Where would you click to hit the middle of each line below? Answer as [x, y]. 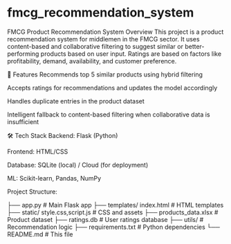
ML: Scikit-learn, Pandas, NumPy [54, 178]
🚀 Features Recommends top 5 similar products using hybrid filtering [105, 74]
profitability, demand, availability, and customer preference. [92, 61]
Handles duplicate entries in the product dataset [76, 101]
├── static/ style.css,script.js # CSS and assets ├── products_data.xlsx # [113, 212]
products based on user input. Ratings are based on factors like [131, 54]
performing [23, 54]
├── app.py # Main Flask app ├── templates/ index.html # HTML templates [115, 205]
